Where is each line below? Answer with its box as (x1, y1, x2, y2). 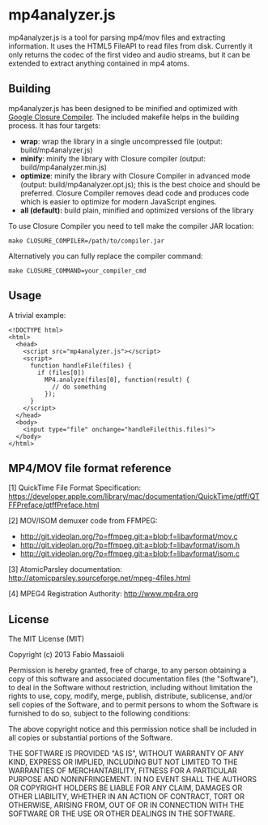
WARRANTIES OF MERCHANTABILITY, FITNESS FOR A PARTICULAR (8, 766, 237, 776)
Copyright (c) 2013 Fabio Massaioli (8, 650, 125, 660)
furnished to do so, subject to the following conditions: (8, 708, 190, 719)
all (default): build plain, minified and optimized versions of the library (19, 205, 254, 215)
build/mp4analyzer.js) (19, 144, 93, 155)
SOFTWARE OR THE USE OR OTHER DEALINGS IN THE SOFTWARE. (8, 809, 236, 819)
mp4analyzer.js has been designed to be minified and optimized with (8, 103, 238, 113)
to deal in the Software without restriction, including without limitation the (8, 683, 253, 693)
